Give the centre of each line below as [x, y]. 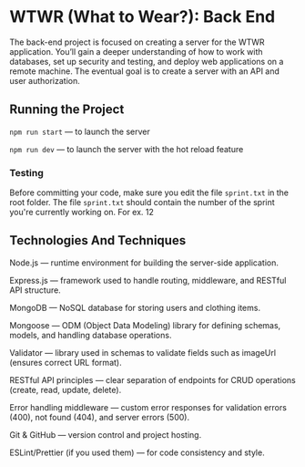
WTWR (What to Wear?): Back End [142, 17]
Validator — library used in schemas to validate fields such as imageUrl [142, 352]
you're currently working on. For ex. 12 [82, 213]
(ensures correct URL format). [66, 362]
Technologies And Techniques [98, 240]
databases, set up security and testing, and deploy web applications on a [147, 61]
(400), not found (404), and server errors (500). [99, 417]
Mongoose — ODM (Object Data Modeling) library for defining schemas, [145, 325]
